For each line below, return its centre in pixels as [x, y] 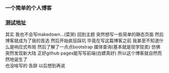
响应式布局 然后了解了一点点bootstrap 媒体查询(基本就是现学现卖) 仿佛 [87, 47]
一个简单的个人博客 [29, 7]
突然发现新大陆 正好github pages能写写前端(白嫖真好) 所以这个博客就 [77, 53]
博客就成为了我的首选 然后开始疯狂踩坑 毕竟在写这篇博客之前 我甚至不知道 [82, 40]
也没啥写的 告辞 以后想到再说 [35, 65]
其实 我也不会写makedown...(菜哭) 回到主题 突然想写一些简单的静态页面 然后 [84, 34]
